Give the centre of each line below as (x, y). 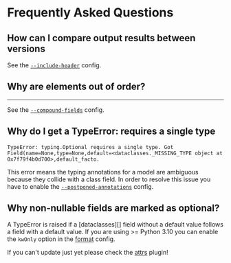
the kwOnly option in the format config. (61, 239)
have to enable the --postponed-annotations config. (80, 186)
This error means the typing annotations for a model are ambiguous (103, 172)
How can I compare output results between (101, 38)
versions (26, 48)
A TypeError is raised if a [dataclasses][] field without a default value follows (115, 225)
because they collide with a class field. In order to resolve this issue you (109, 179)
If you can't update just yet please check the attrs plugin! (88, 253)
